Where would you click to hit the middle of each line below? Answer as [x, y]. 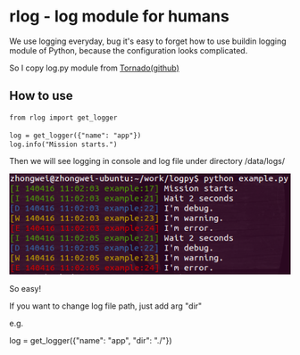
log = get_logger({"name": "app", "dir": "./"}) [91, 340]
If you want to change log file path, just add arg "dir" [106, 306]
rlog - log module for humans [119, 17]
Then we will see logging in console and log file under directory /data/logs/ [147, 161]
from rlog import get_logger [63, 118]
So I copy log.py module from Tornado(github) [95, 68]
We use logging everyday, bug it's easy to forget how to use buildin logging [148, 41]
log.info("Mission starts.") [63, 144]
